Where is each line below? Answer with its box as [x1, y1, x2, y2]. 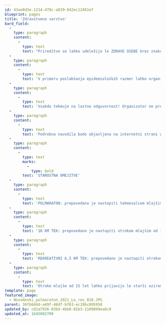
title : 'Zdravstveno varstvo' [4, 16, 67, 21]
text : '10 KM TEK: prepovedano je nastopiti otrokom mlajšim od [22, 228, 158, 233]
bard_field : [4, 21, 29, 26]
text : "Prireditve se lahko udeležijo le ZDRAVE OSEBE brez [22, 49, 149, 54]
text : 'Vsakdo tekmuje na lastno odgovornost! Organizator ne [22, 104, 154, 109]
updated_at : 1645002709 [4, 311, 54, 316]
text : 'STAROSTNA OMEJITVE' [22, 173, 80, 178]
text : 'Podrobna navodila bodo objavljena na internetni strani [22, 132, 158, 137]
